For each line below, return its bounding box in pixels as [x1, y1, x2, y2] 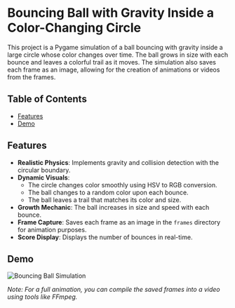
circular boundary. [17, 166, 71, 174]
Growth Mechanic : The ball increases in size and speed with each [17, 203, 210, 211]
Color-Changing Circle [7, 20, 142, 36]
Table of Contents [7, 93, 88, 105]
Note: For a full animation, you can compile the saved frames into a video [7, 286, 220, 294]
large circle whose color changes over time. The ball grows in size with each [7, 51, 229, 59]
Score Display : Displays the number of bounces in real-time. [17, 233, 193, 241]
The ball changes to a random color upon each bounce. [27, 188, 189, 196]
